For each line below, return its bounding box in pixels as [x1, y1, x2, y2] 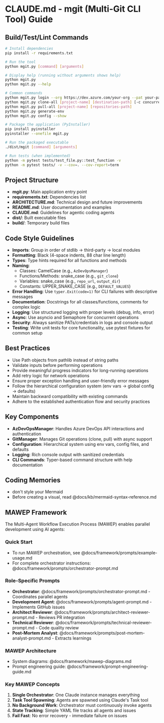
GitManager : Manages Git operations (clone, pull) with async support [12, 436, 152, 442]
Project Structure [5, 176, 59, 184]
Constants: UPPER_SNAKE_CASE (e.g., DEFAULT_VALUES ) [19, 283, 131, 289]
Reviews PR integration [39, 614, 85, 620]
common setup [12, 330, 43, 336]
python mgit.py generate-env [5, 109, 64, 114]
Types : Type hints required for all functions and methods [12, 258, 127, 263]
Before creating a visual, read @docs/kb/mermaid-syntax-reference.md [12, 494, 157, 500]
